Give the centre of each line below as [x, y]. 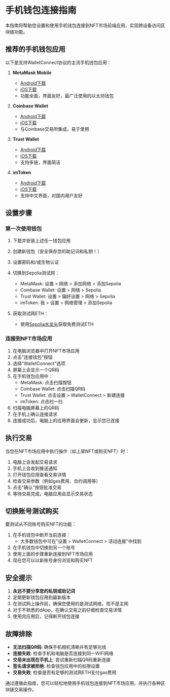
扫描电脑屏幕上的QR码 [36, 408]
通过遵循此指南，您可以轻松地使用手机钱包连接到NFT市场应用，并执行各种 [83, 683]
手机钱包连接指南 [41, 10]
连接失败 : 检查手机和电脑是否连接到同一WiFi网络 [63, 653]
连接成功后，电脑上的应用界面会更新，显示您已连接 [66, 420]
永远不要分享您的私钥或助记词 [44, 591]
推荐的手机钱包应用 [35, 49]
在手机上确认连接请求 [35, 414]
